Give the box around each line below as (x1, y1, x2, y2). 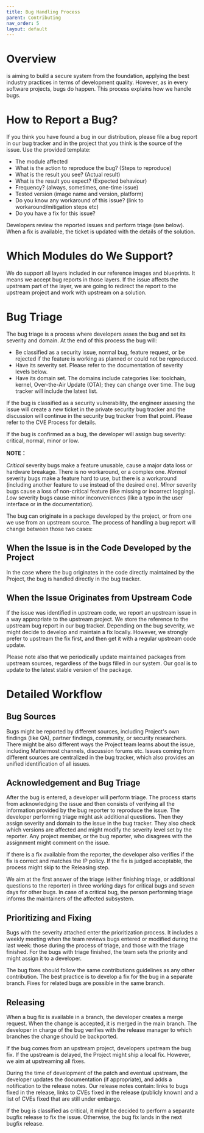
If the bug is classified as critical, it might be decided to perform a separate (6, 1107, 195, 1115)
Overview (6, 52, 57, 66)
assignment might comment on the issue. (6, 839, 110, 847)
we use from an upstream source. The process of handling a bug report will (6, 519, 196, 526)
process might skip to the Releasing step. (6, 864, 110, 871)
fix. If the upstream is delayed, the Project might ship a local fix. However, (6, 1051, 191, 1059)
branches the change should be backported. (6, 1033, 118, 1040)
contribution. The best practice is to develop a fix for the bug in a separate (6, 973, 193, 981)
